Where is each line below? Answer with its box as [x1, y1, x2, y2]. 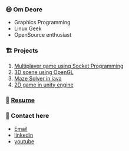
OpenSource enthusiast [14, 31, 72, 38]
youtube [14, 137, 35, 144]
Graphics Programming [14, 19, 71, 26]
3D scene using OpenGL [14, 68, 74, 76]
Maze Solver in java [14, 75, 62, 82]
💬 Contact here [5, 112, 49, 120]
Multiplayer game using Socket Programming [14, 62, 124, 69]
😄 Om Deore [5, 5, 42, 14]
